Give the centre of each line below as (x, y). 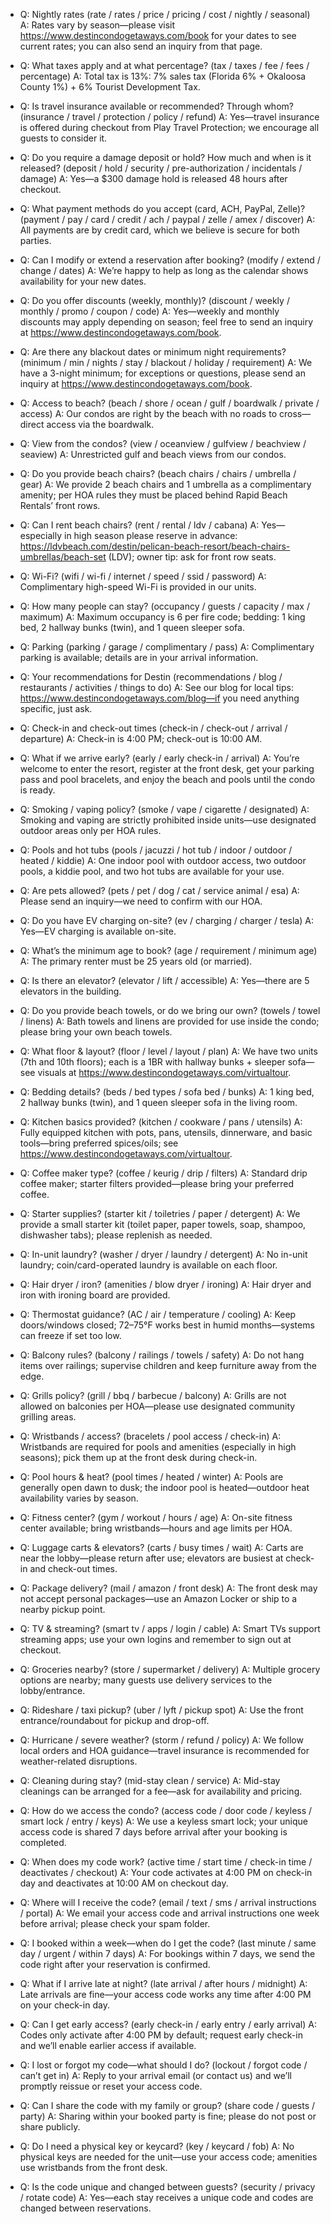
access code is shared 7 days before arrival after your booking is (153, 1832)
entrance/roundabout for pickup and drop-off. (114, 1720)
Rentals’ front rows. (60, 505)
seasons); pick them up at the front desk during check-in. (138, 1457)
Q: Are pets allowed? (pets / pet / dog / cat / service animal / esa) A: (159, 890)
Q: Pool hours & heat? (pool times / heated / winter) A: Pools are (151, 1477)
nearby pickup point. (62, 1609)
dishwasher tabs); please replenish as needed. (116, 1235)
